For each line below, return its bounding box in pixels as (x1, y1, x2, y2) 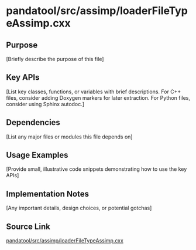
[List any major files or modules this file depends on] (6, 133, 133, 140)
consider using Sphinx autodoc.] (6, 100, 85, 107)
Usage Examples (6, 150, 68, 160)
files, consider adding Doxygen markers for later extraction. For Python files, (6, 94, 191, 101)
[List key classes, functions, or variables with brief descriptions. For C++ (6, 88, 181, 95)
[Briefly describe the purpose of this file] (6, 56, 104, 62)
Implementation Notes (6, 189, 90, 199)
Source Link (6, 221, 51, 231)
